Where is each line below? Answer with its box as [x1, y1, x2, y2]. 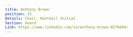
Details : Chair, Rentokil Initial [5, 16, 76, 21]
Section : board [5, 20, 36, 25]
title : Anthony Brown [5, 7, 50, 12]
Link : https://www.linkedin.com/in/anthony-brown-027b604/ [5, 25, 129, 30]
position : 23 [5, 12, 32, 16]
